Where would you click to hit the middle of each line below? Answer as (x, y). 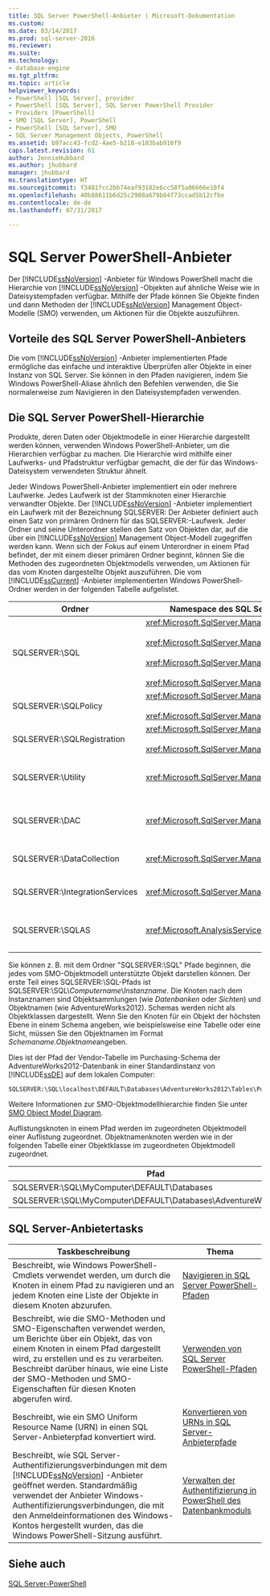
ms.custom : (27, 23)
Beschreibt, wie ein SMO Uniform (75, 1417)
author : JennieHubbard (46, 158)
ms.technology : (34, 61)
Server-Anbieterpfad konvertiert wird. (84, 1437)
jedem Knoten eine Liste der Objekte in (86, 1295)
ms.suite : (25, 53)
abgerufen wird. (42, 1398)
